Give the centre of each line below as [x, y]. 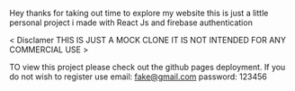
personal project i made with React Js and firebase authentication [131, 23]
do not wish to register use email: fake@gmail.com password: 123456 [138, 77]
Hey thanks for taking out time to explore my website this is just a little [139, 13]
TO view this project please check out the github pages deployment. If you [147, 67]
